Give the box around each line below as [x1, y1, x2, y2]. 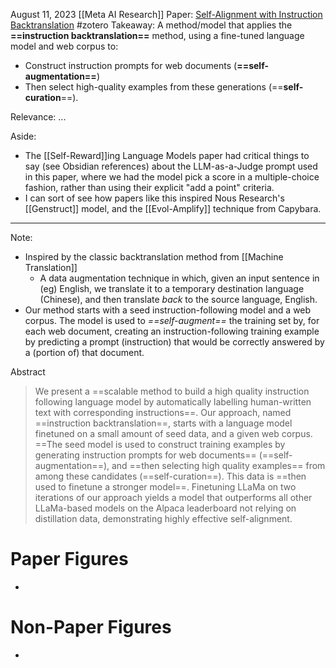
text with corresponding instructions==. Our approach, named [34, 407, 292, 418]
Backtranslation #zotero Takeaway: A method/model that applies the [10, 19, 293, 31]
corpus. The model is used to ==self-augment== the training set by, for [24, 315, 320, 326]
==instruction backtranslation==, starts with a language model [34, 417, 293, 429]
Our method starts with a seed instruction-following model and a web [24, 304, 312, 316]
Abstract [10, 366, 46, 378]
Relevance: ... [10, 111, 67, 123]
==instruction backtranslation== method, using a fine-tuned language [10, 30, 305, 41]
